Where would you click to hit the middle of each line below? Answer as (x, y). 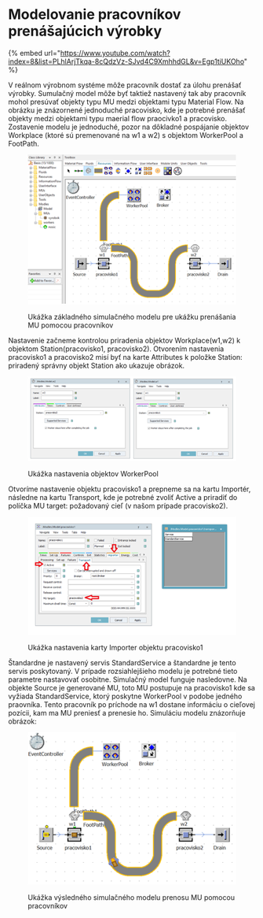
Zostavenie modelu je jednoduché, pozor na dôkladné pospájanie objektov (129, 127)
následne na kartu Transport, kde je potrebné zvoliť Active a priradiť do (123, 497)
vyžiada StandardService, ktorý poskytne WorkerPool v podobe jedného (125, 696)
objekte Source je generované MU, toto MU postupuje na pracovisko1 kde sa (131, 687)
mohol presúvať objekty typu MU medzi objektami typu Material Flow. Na (126, 102)
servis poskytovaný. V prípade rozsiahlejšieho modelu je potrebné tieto (123, 671)
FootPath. (24, 143)
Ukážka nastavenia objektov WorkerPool (93, 473)
